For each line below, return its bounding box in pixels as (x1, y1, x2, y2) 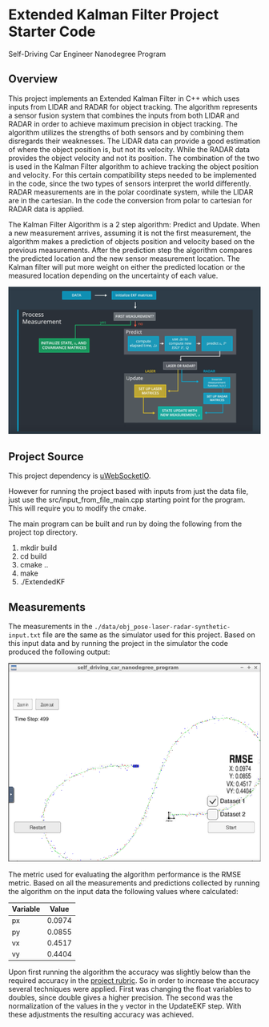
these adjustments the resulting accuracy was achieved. (8, 1009, 195, 1019)
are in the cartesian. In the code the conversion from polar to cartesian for (8, 195, 252, 205)
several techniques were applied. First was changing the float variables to (8, 984, 252, 993)
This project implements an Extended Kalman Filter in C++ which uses (8, 94, 240, 103)
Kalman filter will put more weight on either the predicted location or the (8, 262, 246, 271)
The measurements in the (8, 621, 93, 631)
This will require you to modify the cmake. (8, 503, 147, 513)
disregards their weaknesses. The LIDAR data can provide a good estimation (8, 136, 261, 146)
